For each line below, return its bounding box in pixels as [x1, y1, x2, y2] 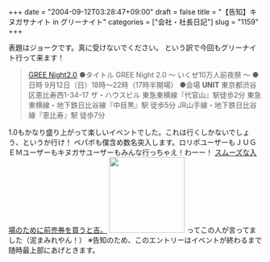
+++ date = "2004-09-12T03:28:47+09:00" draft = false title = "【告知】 [8, 7, 251, 16]
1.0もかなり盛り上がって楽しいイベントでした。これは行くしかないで [8, 127, 236, 137]
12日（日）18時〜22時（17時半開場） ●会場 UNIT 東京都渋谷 [56, 80, 257, 89]
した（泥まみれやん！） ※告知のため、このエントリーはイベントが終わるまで [8, 235, 262, 244]
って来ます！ [22, 53, 65, 62]
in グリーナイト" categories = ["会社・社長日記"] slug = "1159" [52, 17, 260, 27]
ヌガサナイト [8, 17, 51, 27]
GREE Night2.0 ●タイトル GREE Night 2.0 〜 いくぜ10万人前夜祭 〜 [27, 70, 251, 79]
